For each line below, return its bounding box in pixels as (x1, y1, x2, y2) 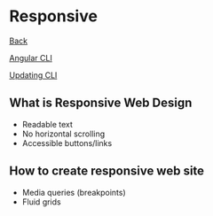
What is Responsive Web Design (9, 96, 193, 111)
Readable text (21, 119, 74, 129)
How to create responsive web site (9, 164, 205, 179)
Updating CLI (9, 69, 58, 81)
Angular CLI (9, 52, 53, 63)
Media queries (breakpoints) (21, 187, 126, 197)
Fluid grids (21, 197, 61, 207)
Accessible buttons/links (21, 137, 113, 148)
